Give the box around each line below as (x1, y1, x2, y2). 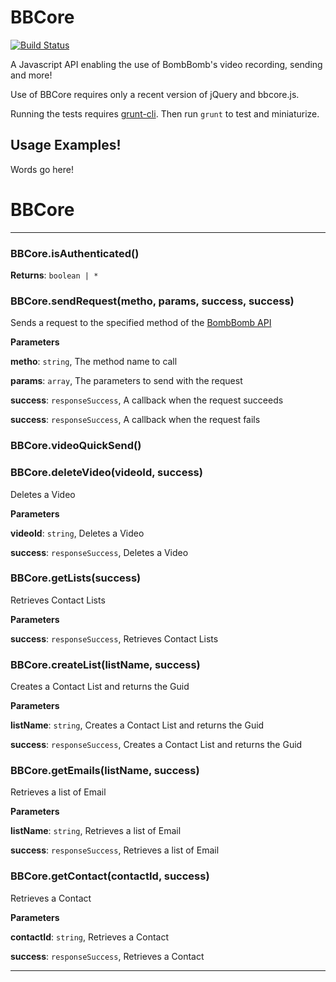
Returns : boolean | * (10, 269, 99, 281)
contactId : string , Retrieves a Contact (10, 931, 170, 943)
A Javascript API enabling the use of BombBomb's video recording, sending (10, 58, 323, 70)
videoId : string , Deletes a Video (10, 527, 145, 539)
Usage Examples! (10, 137, 122, 154)
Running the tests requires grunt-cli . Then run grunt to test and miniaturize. (10, 107, 320, 120)
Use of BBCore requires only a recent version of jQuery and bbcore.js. (10, 88, 300, 100)
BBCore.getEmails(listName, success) (10, 764, 200, 778)
